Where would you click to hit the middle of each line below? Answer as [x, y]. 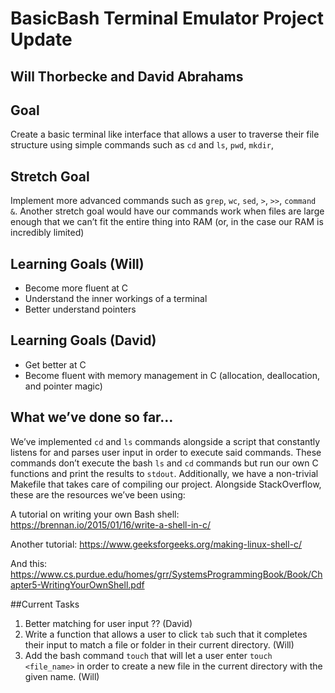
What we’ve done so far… [92, 417]
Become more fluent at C [76, 288]
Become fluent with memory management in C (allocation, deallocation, [172, 375]
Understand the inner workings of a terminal [116, 299]
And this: [29, 563]
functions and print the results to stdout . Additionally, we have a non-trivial [164, 473]
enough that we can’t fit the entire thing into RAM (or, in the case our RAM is [167, 222]
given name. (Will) [62, 676]
